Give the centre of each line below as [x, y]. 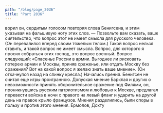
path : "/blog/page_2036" [30, 9]
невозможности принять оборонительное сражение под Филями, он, [77, 84]
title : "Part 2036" [25, 14]
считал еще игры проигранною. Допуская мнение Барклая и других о [78, 79]
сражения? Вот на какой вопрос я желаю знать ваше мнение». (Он [75, 69]
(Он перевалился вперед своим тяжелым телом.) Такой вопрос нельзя [79, 43]
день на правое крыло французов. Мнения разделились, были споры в [79, 100]
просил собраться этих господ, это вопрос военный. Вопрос [69, 53]
